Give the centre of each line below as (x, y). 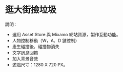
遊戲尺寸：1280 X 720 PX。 (40, 65)
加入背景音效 (25, 58)
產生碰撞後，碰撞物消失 (36, 46)
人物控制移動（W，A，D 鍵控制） (46, 40)
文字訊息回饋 (25, 52)
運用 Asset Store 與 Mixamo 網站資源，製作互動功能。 (66, 34)
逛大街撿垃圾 (31, 10)
